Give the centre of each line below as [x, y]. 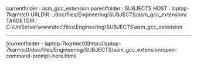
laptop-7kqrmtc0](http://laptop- [83, 44]
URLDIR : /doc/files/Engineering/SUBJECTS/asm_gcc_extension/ [108, 15]
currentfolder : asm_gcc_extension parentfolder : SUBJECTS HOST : [88, 8]
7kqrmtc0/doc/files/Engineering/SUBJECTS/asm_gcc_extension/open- [92, 50]
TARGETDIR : [22, 21]
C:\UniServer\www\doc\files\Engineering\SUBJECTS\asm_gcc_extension [94, 27]
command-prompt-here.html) [42, 56]
